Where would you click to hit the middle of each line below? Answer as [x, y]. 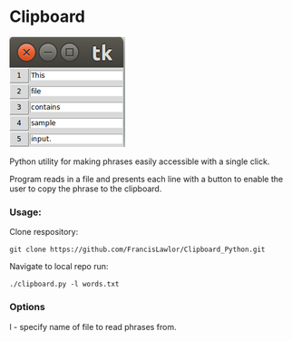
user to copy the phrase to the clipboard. [86, 189]
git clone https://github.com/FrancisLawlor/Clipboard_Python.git [137, 250]
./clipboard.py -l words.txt [64, 284]
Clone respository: [44, 232]
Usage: [26, 212]
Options [27, 307]
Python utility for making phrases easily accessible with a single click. [140, 161]
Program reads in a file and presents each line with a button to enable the [146, 179]
